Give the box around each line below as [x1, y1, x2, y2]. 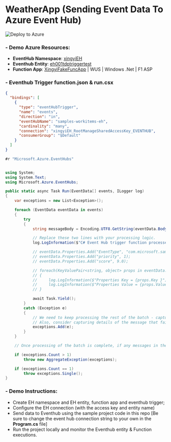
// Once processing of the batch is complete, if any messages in [14, 343, 158, 348]
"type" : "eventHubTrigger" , [18, 105, 79, 110]
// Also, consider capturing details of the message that [32, 319, 158, 325]
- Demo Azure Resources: [5, 44, 70, 51]
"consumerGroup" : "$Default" [18, 133, 81, 138]
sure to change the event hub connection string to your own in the [12, 416, 152, 422]
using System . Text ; [5, 174, 47, 180]
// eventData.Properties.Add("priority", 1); [32, 254, 131, 259]
